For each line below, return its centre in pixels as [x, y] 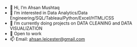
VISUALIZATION [26, 28]
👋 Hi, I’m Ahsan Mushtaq [35, 8]
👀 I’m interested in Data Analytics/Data [49, 13]
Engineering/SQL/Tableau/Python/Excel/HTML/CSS [62, 18]
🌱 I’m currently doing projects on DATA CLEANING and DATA [71, 23]
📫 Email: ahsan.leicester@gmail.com [47, 39]
